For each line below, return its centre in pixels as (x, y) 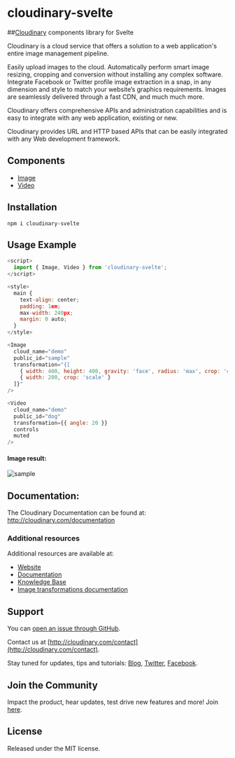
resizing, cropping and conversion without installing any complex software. (115, 74)
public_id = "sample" (42, 358)
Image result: (27, 458)
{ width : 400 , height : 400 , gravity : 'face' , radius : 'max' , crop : (120, 371)
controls (26, 429)
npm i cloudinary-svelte (43, 223)
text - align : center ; (50, 299)
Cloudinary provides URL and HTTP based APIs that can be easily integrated (117, 131)
